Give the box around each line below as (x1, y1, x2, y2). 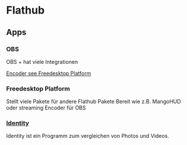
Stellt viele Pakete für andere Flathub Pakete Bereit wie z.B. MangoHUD (6, 98, 181, 105)
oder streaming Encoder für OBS (6, 104, 86, 111)
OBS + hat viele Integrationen (6, 58, 78, 65)
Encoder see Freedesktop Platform (6, 69, 91, 77)
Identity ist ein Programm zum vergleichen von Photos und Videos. (6, 133, 169, 140)
